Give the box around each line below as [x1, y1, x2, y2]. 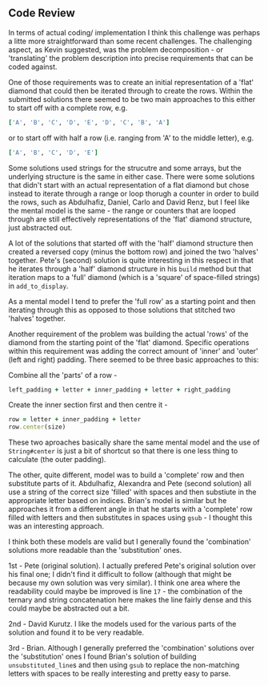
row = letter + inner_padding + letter [8, 416, 142, 424]
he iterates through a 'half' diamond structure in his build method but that [8, 264, 252, 274]
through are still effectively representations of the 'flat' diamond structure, [8, 214, 253, 224]
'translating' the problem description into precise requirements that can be [8, 53, 254, 63]
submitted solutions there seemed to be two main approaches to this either [8, 94, 256, 104]
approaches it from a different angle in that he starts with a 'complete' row [8, 505, 254, 514]
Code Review [8, 6, 76, 20]
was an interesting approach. [8, 522, 105, 531]
